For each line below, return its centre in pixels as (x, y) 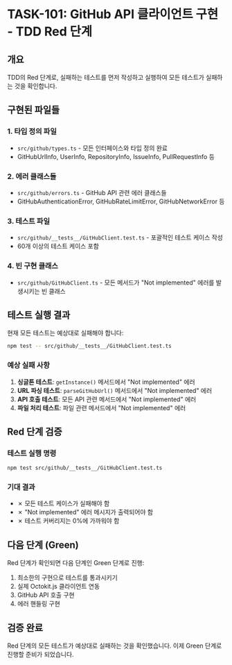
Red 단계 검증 (35, 431)
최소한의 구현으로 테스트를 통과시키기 (67, 578)
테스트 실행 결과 (39, 315)
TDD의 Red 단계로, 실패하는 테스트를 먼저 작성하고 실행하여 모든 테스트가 (106, 77)
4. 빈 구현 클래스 (33, 266)
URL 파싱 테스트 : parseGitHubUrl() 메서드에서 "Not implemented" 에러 (115, 390)
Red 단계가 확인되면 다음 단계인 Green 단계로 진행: (76, 563)
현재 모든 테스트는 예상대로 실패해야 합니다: (65, 333)
